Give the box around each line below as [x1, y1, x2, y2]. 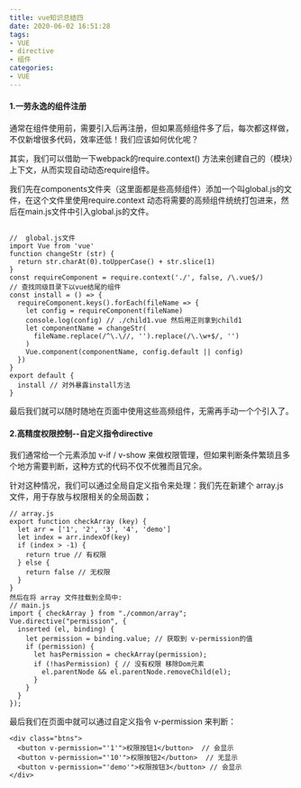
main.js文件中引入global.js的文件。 [24, 206, 154, 216]
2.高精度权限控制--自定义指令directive [9, 427, 153, 438]
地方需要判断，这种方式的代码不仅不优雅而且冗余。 [16, 461, 207, 472]
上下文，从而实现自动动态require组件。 [9, 164, 155, 175]
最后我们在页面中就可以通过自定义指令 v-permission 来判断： [9, 716, 237, 727]
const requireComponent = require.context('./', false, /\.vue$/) [9, 272, 264, 282]
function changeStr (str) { [9, 249, 115, 258]
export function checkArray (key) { [9, 518, 147, 527]
